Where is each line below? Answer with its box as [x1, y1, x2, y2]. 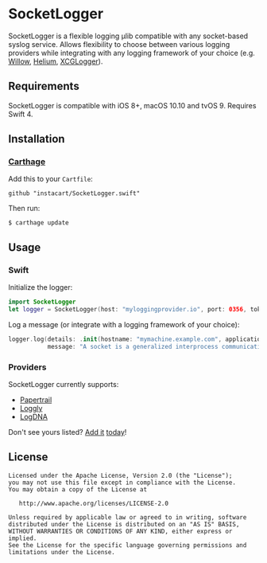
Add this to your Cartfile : [8, 174, 93, 184]
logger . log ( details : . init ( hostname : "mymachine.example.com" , [8, 335, 222, 343]
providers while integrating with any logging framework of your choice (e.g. [8, 48, 256, 57]
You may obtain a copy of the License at [8, 485, 148, 494]
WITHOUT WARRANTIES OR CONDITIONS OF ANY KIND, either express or [8, 527, 233, 535]
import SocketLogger [8, 298, 77, 307]
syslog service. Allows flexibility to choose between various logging [8, 39, 230, 49]
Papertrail [19, 395, 52, 405]
